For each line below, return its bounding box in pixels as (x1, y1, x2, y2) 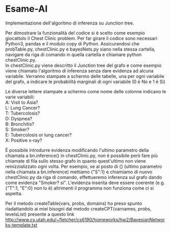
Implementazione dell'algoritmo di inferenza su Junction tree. (5, 20, 134, 26)
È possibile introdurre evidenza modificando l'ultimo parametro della (5, 147, 149, 153)
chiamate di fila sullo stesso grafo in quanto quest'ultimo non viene (5, 158, 146, 164)
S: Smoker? (5, 126, 30, 133)
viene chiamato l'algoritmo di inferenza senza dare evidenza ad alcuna (5, 67, 154, 74)
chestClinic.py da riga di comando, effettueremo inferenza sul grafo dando (5, 174, 162, 180)
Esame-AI (5, 3, 48, 15)
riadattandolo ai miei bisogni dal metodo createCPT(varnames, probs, (5, 205, 152, 212)
